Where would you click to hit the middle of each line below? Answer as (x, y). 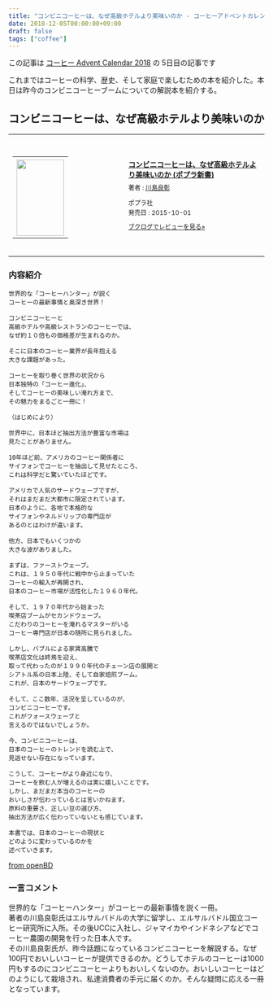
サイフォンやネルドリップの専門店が (60, 517)
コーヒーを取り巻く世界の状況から (57, 376)
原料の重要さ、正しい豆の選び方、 (57, 809)
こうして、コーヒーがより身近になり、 (62, 774)
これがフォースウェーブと (45, 717)
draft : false (30, 31)
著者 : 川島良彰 (149, 188)
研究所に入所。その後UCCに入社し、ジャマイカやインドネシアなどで (137, 928)
